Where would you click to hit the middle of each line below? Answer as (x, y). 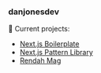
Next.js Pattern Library (56, 53)
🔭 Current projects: (39, 29)
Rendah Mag (40, 60)
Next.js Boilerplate (49, 44)
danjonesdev (34, 12)
